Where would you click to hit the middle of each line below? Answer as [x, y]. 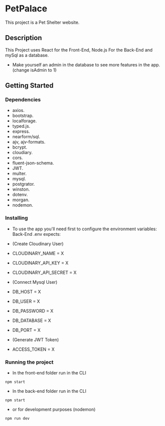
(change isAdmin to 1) [34, 70]
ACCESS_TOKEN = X [33, 349]
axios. [18, 110]
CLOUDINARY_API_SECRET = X [44, 272]
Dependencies [23, 100]
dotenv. [20, 195]
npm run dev [17, 419]
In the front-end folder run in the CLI [49, 373]
